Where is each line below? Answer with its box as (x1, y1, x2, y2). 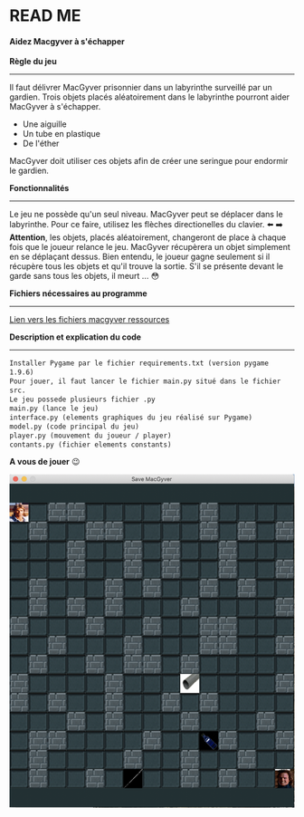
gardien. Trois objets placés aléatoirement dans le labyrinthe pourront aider (9, 91, 290, 102)
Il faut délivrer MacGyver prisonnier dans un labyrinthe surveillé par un (9, 82, 273, 93)
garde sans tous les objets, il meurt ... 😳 (9, 271, 160, 282)
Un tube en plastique (22, 129, 101, 139)
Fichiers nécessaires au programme (9, 288, 147, 299)
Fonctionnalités (9, 183, 70, 194)
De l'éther (22, 138, 60, 149)
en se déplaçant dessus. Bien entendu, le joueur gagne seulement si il (9, 251, 271, 263)
